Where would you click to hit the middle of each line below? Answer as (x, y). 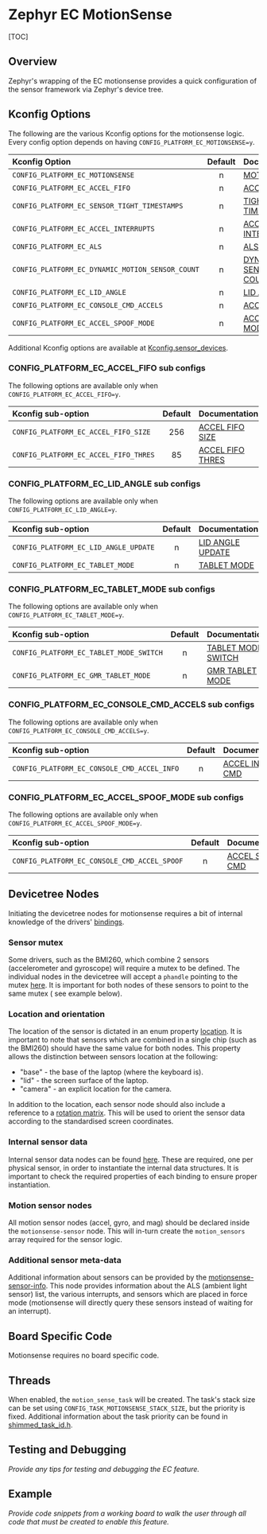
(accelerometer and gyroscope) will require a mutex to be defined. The (124, 969)
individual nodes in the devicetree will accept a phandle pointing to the (123, 977)
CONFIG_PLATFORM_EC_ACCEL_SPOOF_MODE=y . (75, 823)
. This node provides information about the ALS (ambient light (147, 1286)
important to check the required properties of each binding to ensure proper (133, 1176)
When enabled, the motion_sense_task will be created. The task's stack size (132, 1399)
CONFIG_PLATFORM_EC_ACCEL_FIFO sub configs (107, 368)
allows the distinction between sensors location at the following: (113, 1057)
